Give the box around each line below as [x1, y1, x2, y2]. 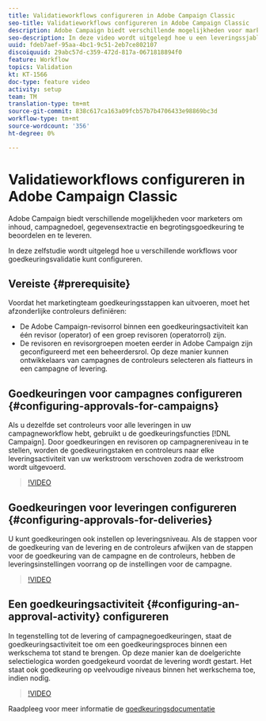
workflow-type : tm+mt [8, 115, 80, 123]
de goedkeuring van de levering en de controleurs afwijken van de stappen [8, 543, 253, 551]
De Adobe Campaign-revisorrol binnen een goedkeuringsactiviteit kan [19, 322, 249, 331]
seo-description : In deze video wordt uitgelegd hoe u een [8, 33, 207, 42]
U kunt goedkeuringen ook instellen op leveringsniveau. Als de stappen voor [8, 534, 257, 544]
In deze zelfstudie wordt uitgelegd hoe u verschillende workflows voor [8, 246, 237, 255]
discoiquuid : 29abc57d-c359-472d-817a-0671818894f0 [8, 48, 182, 56]
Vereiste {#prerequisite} [8, 277, 131, 290]
